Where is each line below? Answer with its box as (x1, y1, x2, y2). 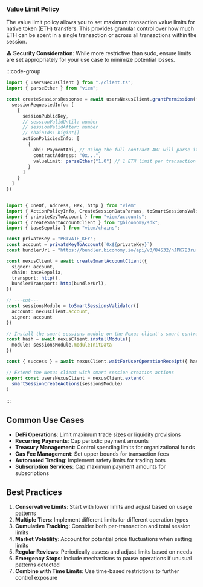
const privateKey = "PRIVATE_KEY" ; (6, 236, 96, 242)
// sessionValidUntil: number (22, 119, 98, 125)
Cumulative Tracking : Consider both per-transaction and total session (14, 523, 191, 530)
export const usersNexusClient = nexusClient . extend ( (6, 375, 145, 381)
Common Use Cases (6, 414, 85, 425)
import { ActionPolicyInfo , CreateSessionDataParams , (6, 208, 145, 214)
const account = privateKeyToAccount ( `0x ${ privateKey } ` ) (6, 242, 153, 248)
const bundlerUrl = (6, 247, 56, 253)
